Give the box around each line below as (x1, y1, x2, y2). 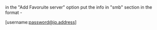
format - (5, 9, 23, 15)
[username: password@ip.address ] (5, 19, 77, 25)
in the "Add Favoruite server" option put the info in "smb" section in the (5, 4, 152, 10)
